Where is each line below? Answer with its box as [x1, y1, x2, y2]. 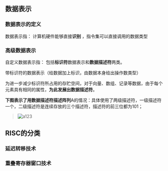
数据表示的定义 [5, 21, 41, 28]
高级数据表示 [5, 47, 36, 54]
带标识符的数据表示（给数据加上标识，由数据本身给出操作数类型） [5, 69, 141, 76]
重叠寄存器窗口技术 [5, 160, 51, 167]
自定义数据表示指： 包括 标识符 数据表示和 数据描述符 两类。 [5, 59, 125, 65]
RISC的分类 [5, 129, 40, 138]
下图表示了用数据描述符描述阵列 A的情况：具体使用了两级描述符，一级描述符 [5, 97, 161, 103]
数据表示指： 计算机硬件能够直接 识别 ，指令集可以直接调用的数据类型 [5, 33, 148, 39]
